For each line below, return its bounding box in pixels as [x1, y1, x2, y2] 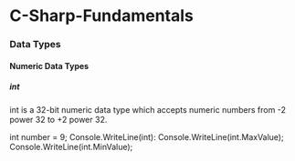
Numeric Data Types [9, 60, 90, 71]
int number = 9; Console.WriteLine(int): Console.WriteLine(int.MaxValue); [9, 131, 285, 142]
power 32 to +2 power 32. [9, 114, 108, 125]
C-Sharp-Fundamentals [9, 5, 195, 26]
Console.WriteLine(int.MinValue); [9, 141, 133, 152]
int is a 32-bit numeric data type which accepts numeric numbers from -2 [9, 104, 286, 115]
